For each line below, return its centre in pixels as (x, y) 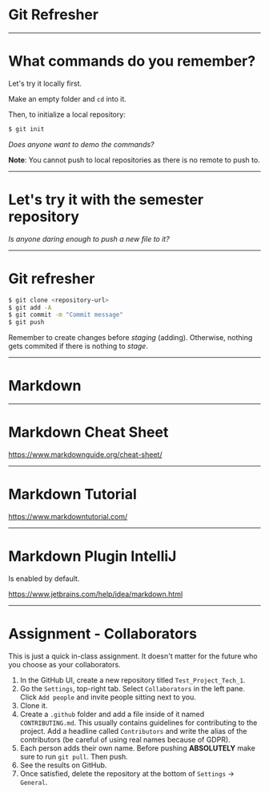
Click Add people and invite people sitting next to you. (108, 697)
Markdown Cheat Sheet (88, 433)
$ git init (26, 129)
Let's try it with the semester (106, 200)
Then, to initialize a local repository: (67, 114)
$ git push (26, 322)
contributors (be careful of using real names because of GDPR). (125, 739)
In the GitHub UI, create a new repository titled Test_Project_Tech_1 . (132, 680)
